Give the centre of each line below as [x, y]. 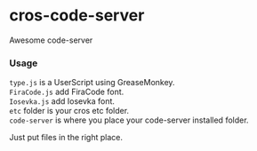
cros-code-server [77, 16]
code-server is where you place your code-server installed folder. [129, 120]
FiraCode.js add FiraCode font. [67, 92]
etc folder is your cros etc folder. [69, 111]
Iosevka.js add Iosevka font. [62, 101]
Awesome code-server [51, 40]
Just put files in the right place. [66, 138]
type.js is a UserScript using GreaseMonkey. [92, 83]
